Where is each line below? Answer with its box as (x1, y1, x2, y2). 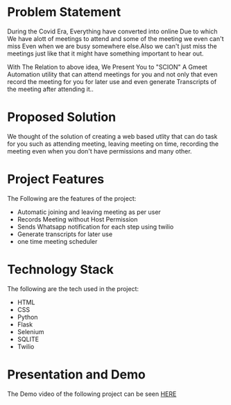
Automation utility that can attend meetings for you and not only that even (7, 70, 218, 78)
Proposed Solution (7, 109, 117, 125)
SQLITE (17, 335, 40, 343)
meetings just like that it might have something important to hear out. (7, 49, 204, 58)
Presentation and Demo (7, 366, 146, 382)
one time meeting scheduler (17, 237, 98, 245)
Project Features (7, 172, 105, 188)
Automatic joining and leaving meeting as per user (17, 208, 161, 216)
